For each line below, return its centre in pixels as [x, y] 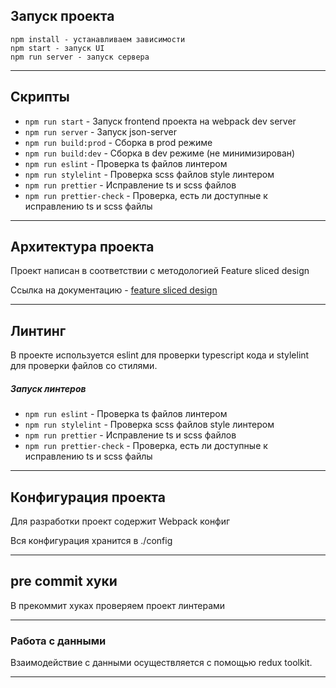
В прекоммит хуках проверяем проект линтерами [118, 605]
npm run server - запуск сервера [80, 57]
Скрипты [40, 97]
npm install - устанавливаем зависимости [98, 39]
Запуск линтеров [48, 388]
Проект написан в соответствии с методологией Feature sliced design [160, 271]
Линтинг [38, 330]
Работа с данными [58, 641]
